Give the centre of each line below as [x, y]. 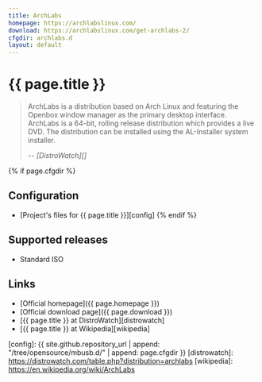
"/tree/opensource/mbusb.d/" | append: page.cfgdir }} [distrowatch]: [121, 352]
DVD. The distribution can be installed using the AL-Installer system [138, 132]
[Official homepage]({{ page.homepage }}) [90, 303]
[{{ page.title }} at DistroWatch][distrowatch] [92, 320]
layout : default [35, 45]
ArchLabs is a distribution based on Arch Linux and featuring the [133, 106]
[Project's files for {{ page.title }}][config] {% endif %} [108, 214]
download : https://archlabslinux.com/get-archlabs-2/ [99, 30]
